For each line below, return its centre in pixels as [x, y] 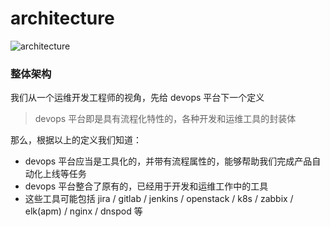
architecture [62, 18]
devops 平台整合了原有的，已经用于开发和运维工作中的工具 [146, 186]
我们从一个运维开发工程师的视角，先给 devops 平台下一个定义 [137, 98]
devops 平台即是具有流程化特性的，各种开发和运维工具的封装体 [165, 119]
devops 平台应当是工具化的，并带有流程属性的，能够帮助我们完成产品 [168, 161]
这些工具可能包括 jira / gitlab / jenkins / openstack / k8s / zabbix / [159, 199]
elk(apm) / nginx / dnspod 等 [83, 211]
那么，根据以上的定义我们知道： [76, 140]
